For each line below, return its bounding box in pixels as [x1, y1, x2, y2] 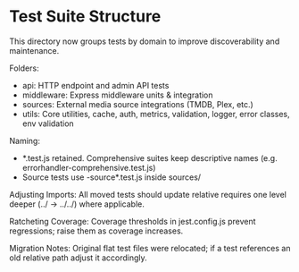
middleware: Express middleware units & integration [21, 89, 213, 100]
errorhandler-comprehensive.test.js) [21, 162, 156, 173]
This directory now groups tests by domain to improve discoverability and [9, 36, 280, 47]
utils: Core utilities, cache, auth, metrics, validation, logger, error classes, [21, 108, 290, 119]
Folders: [9, 63, 39, 73]
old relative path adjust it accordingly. [9, 252, 147, 263]
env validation [21, 118, 74, 129]
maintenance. [9, 45, 60, 55]
